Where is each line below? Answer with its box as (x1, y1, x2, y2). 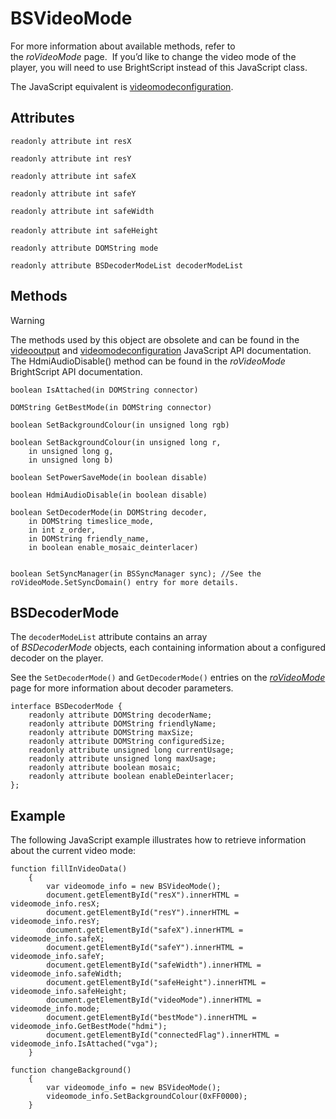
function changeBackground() (10, 1065, 132, 1076)
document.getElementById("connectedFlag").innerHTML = (46, 1030, 280, 1041)
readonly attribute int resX (10, 136, 132, 146)
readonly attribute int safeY (10, 188, 137, 199)
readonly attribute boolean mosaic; (28, 763, 182, 773)
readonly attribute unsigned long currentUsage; (28, 745, 235, 756)
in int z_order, (28, 525, 97, 535)
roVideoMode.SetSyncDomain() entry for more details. (10, 577, 240, 587)
